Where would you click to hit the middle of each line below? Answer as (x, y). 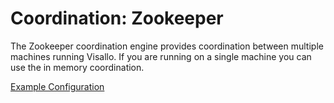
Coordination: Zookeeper (117, 18)
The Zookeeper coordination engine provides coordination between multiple (167, 46)
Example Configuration (57, 86)
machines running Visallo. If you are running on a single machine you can (161, 56)
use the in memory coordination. (77, 67)
